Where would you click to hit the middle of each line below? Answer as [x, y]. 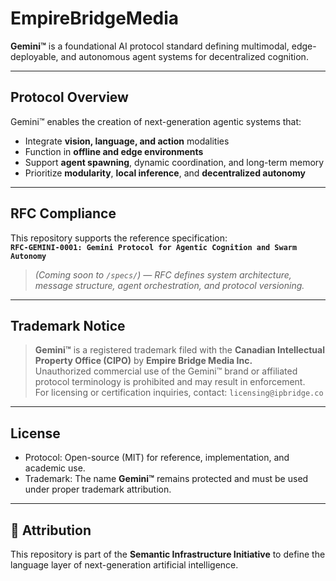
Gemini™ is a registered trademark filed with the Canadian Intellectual [179, 350]
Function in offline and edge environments [114, 151]
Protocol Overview [69, 97]
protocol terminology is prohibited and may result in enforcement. [170, 382]
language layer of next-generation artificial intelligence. [124, 565]
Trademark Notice [68, 325]
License [35, 433]
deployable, [34, 56]
